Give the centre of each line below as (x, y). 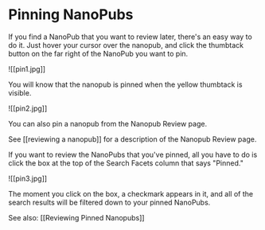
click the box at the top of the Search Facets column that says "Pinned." (126, 163)
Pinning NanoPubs (71, 15)
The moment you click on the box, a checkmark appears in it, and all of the (131, 193)
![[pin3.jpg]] (28, 178)
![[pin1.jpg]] (27, 68)
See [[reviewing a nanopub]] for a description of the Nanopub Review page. (132, 139)
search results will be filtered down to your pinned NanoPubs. (109, 202)
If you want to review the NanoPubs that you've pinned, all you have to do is (133, 154)
